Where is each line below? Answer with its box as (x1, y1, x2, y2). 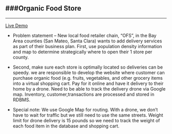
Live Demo (5, 23, 28, 29)
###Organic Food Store (5, 4, 82, 13)
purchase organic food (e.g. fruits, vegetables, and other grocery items (12, 75, 163, 81)
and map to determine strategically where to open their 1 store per (12, 49, 153, 55)
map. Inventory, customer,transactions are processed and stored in (12, 91, 155, 97)
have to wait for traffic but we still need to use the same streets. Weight (12, 112, 163, 118)
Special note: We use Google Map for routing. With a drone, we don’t (12, 106, 158, 113)
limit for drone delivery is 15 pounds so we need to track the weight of (12, 117, 160, 123)
